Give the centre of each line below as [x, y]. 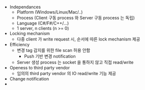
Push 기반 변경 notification [50, 56]
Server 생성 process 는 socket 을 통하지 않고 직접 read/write [75, 62]
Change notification [29, 79]
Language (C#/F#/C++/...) [43, 23]
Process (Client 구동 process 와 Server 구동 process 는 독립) [76, 18]
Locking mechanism [29, 33]
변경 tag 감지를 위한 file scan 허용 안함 [53, 50]
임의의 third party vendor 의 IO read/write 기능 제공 [66, 73]
